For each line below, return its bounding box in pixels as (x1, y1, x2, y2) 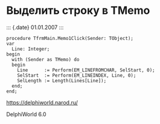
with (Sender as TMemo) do (11, 56, 80, 62)
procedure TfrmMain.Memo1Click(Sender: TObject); (6, 35, 134, 41)
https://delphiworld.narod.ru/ (6, 99, 78, 106)
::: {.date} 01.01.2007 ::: (6, 24, 64, 31)
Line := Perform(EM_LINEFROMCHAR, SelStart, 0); (17, 67, 155, 73)
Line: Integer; (11, 46, 50, 52)
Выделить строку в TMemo (6, 4, 150, 18)
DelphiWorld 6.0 (6, 110, 46, 118)
